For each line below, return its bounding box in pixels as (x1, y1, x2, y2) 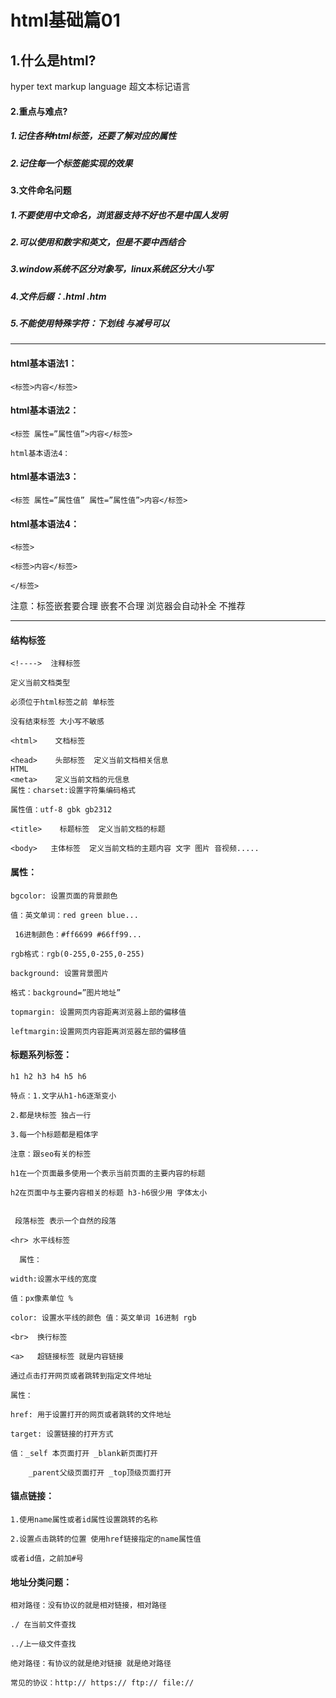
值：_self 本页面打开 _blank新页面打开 (10, 1448, 158, 1458)
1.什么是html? (10, 52, 97, 69)
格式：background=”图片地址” (10, 987, 122, 998)
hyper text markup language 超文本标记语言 (10, 81, 191, 92)
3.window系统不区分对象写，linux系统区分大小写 (10, 263, 214, 275)
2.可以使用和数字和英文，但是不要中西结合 (10, 236, 186, 248)
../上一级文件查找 (10, 1639, 77, 1650)
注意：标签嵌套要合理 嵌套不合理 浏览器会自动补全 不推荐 (10, 600, 246, 612)
